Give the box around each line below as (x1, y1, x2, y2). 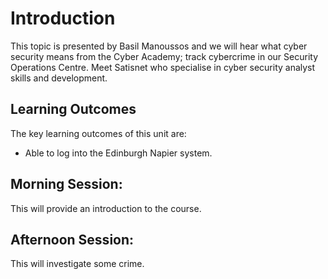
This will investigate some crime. (10, 258, 145, 270)
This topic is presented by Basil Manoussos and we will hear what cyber (10, 40, 308, 52)
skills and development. (10, 72, 108, 84)
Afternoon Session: (10, 231, 135, 248)
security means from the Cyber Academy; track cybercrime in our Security (10, 50, 319, 62)
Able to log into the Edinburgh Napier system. (24, 147, 213, 159)
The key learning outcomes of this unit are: (10, 127, 187, 139)
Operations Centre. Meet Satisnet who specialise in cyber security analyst (10, 61, 316, 73)
